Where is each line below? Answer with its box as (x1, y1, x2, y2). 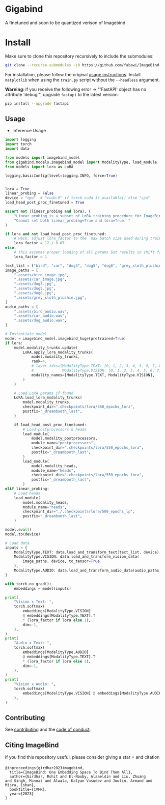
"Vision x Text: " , (14, 600, 54, 604)
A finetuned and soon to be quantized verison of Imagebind (5, 20, 126, 26)
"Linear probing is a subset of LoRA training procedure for (14, 213, 141, 218)
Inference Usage (12, 128, 46, 134)
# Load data (5, 541, 29, 546)
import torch (5, 142, 32, 147)
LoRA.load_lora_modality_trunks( (14, 395, 82, 400)
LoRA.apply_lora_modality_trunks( (23, 350, 93, 355)
